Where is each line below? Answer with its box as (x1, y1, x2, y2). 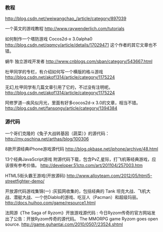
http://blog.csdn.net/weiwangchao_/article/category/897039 (5, 16, 127, 21)
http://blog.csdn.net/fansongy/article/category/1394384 (5, 106, 118, 111)
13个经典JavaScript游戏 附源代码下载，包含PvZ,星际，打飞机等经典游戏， (5, 156, 152, 162)
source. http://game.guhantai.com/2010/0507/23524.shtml (5, 221, 123, 227)
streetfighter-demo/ (5, 178, 45, 184)
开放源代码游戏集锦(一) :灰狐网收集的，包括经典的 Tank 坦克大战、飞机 (5, 188, 146, 194)
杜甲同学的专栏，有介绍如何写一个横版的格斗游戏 (5, 69, 103, 75)
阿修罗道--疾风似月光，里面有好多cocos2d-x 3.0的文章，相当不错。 (5, 100, 141, 106)
